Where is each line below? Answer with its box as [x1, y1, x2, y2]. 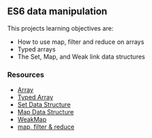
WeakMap [17, 115, 47, 124]
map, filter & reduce [17, 123, 75, 131]
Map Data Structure [17, 108, 75, 116]
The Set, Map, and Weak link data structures [17, 52, 145, 61]
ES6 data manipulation [7, 6, 108, 17]
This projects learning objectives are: [7, 24, 114, 32]
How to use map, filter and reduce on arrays [17, 38, 144, 46]
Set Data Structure [17, 100, 71, 109]
